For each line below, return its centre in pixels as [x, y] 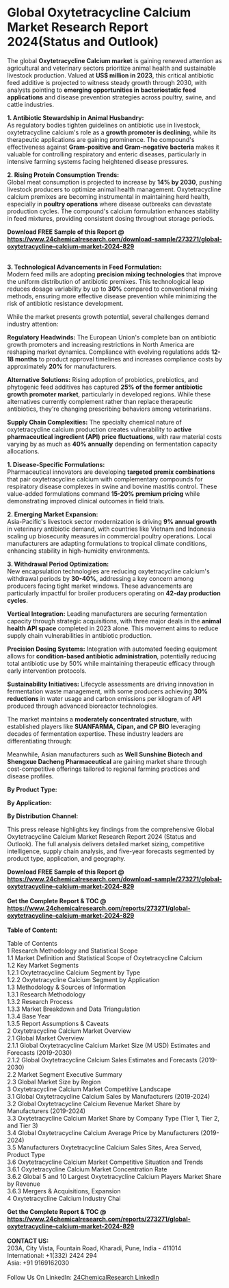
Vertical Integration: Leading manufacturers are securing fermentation [107, 613]
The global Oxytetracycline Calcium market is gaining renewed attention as [114, 60]
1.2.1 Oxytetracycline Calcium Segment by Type [74, 973]
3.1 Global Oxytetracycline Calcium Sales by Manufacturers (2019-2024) [109, 1096]
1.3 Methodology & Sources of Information [67, 987]
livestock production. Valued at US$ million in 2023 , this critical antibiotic [110, 75]
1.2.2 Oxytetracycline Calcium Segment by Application [83, 979]
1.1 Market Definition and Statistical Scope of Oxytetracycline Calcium [105, 957]
